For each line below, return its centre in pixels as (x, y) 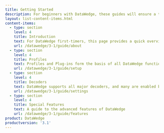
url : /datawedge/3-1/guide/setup (48, 69)
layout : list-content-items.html (39, 19)
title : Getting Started (29, 9)
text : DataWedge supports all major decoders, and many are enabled (85, 86)
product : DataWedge (25, 118)
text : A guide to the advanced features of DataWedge (70, 109)
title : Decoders (31, 82)
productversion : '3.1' (28, 123)
